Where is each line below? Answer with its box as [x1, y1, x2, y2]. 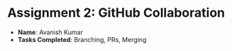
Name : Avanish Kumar [17, 28, 83, 36]
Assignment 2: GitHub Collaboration [7, 5, 226, 21]
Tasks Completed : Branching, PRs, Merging [17, 35, 147, 43]
